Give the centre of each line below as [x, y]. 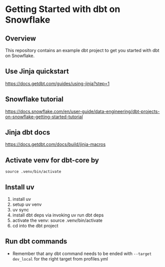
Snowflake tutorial [34, 99]
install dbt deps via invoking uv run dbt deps [58, 215]
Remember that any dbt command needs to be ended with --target [82, 253]
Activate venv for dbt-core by [52, 160]
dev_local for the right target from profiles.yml [60, 258]
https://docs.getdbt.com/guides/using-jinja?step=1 [57, 83]
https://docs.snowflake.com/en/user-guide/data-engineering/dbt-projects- [82, 111]
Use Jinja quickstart [37, 71]
